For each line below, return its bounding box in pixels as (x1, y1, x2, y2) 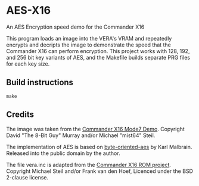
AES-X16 (6, 4, 51, 17)
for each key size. (6, 60, 50, 67)
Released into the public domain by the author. (6, 150, 120, 157)
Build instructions (6, 77, 73, 88)
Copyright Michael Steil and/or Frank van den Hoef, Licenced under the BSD (6, 168, 194, 175)
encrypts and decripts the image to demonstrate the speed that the (6, 41, 171, 48)
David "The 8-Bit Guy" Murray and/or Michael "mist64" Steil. (6, 132, 156, 139)
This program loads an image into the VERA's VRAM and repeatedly (6, 35, 172, 42)
